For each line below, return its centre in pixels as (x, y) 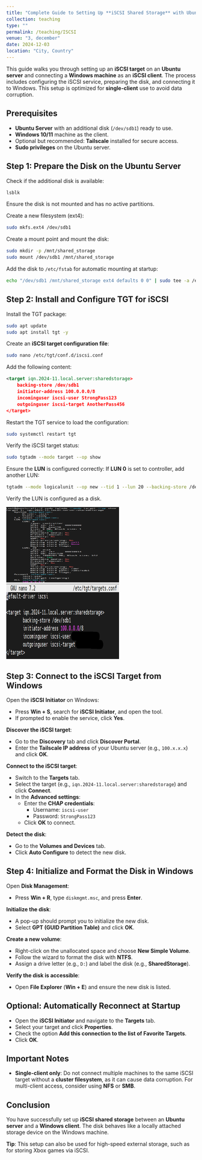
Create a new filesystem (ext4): (45, 216)
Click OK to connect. (50, 823)
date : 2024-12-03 (28, 45)
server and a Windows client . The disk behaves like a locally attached (94, 1126)
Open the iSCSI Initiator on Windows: (53, 700)
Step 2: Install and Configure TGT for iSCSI (87, 300)
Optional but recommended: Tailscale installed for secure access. (96, 141)
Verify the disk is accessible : (43, 975)
